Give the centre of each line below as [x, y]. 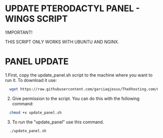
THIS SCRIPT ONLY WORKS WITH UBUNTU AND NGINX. [62, 41]
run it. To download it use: [31, 80]
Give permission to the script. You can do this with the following [76, 99]
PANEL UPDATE [37, 62]
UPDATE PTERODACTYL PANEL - [73, 9]
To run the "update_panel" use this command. [58, 122]
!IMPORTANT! [19, 32]
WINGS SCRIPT [36, 19]
